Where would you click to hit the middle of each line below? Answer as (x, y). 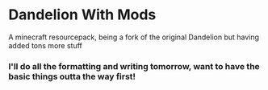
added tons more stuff (45, 45)
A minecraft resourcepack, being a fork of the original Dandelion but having (134, 37)
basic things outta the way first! (72, 76)
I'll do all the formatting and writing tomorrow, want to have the (134, 66)
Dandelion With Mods (82, 15)
